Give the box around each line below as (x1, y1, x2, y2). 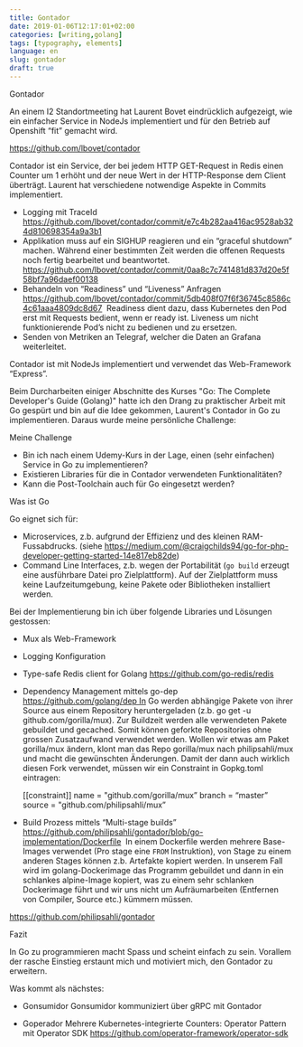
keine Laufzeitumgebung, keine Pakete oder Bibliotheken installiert (22, 579, 271, 590)
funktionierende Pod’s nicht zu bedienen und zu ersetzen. (22, 322, 237, 333)
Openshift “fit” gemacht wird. (9, 125, 118, 136)
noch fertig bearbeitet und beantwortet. (22, 254, 170, 265)
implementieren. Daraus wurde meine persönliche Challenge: (9, 414, 236, 425)
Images (22, 845, 50, 856)
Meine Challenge (9, 431, 72, 443)
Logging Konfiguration (22, 650, 106, 661)
